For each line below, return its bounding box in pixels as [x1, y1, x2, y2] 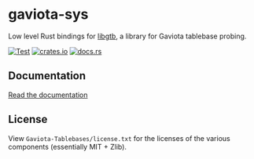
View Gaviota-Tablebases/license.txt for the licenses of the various [8, 133, 230, 143]
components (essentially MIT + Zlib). [8, 142, 127, 151]
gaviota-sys [8, 5, 89, 23]
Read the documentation [8, 90, 88, 99]
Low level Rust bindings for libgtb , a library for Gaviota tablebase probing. [8, 31, 247, 41]
